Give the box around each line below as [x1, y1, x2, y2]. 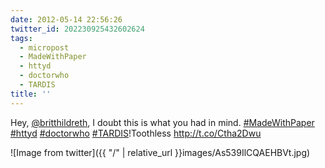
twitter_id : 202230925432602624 [10, 24, 145, 34]
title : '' [10, 89, 52, 99]
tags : [10, 33, 33, 43]
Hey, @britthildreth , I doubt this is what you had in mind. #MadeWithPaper [10, 116, 315, 128]
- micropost [19, 42, 70, 53]
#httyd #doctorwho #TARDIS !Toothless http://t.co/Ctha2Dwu [10, 127, 262, 139]
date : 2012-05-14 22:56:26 [10, 14, 123, 25]
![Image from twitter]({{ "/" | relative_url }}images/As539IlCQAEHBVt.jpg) [10, 146, 311, 158]
